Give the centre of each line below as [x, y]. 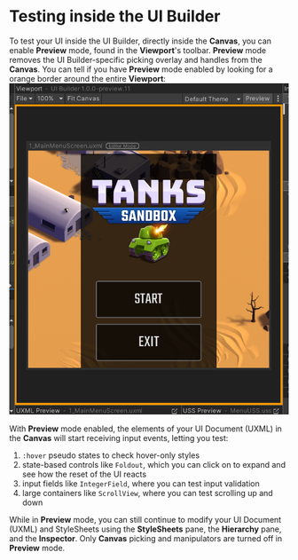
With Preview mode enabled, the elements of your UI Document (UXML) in [145, 429]
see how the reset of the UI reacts [84, 474]
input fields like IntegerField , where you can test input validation [141, 484]
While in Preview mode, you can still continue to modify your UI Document [145, 520]
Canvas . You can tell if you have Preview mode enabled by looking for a [141, 69]
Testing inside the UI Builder [115, 16]
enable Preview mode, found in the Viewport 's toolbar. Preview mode [138, 50]
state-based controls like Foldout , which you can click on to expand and [154, 465]
